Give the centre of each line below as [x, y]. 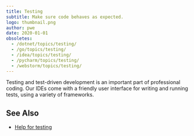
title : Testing [24, 11]
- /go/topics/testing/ [39, 50]
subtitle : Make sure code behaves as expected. [65, 17]
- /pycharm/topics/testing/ [45, 60]
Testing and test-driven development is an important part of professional [93, 82]
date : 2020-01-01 [27, 33]
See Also [22, 113]
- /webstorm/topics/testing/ [47, 66]
